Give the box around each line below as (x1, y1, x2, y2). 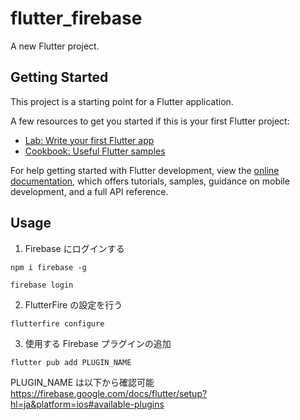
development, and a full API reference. (10, 185, 169, 197)
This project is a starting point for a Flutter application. (10, 95, 234, 107)
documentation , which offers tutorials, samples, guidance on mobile (10, 175, 290, 187)
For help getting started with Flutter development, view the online (10, 164, 280, 176)
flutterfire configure (10, 318, 105, 329)
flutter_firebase (10, 7, 143, 30)
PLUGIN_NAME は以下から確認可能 (10, 376, 155, 388)
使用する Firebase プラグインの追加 (24, 337, 172, 349)
